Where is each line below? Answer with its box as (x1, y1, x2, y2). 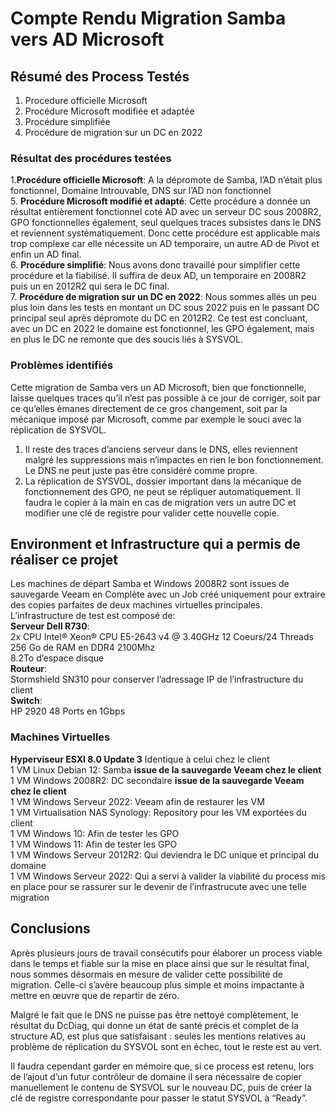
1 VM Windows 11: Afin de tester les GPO (10, 838, 178, 850)
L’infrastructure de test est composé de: (10, 610, 176, 622)
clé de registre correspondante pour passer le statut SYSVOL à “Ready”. (10, 1092, 308, 1104)
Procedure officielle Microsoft (24, 95, 148, 106)
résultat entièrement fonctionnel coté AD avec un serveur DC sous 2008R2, (10, 206, 322, 218)
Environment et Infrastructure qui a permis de (10, 535, 301, 552)
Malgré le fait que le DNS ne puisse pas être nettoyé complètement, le (10, 1008, 299, 1021)
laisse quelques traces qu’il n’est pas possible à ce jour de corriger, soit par (10, 392, 321, 404)
